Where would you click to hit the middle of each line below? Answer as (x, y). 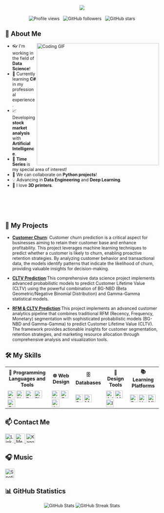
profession (23, 89)
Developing (24, 117)
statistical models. (30, 299)
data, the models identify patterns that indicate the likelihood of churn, (83, 263)
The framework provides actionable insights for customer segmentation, (85, 329)
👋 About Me (23, 34)
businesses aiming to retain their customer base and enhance (74, 242)
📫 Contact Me (28, 422)
